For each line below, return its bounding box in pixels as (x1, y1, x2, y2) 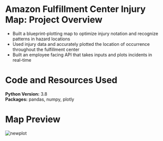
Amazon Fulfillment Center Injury (5, 3, 146, 15)
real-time (12, 57, 31, 63)
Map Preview (5, 114, 61, 125)
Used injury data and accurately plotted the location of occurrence (12, 41, 150, 47)
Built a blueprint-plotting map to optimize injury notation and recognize (12, 30, 158, 36)
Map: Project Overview (5, 14, 102, 25)
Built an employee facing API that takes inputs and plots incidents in (12, 51, 152, 58)
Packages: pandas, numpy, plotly (5, 96, 74, 102)
